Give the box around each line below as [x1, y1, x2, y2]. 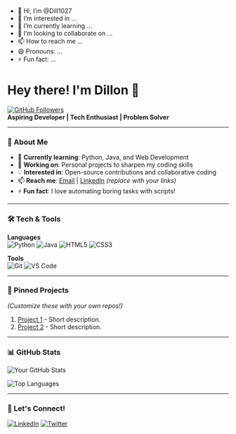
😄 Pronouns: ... [17, 47, 63, 56]
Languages [7, 233, 41, 241]
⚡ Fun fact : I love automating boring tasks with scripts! [17, 187, 176, 196]
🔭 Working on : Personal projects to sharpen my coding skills [17, 160, 193, 169]
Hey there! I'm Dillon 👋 [7, 82, 140, 98]
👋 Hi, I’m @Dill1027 [17, 7, 72, 15]
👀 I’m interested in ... [17, 14, 77, 23]
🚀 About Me [7, 137, 48, 147]
